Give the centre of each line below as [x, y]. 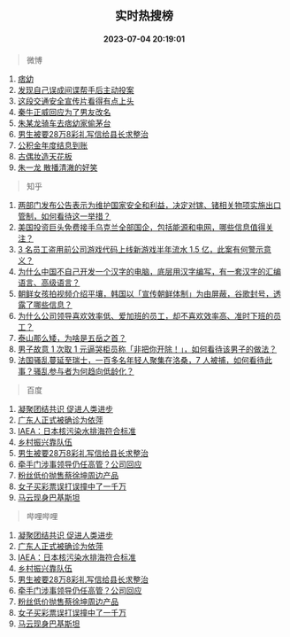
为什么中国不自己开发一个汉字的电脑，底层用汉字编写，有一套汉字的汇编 [149, 271]
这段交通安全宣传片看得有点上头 [76, 101]
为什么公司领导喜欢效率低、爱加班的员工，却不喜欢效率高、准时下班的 [145, 315]
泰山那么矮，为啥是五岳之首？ [72, 338]
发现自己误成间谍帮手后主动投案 [76, 89]
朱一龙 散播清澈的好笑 [57, 167]
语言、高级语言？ [49, 283]
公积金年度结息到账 [53, 145]
